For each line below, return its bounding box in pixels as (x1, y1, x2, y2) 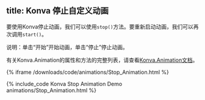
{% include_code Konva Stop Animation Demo (6, 80, 123, 87)
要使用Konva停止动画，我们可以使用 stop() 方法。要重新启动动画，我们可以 (6, 23, 193, 30)
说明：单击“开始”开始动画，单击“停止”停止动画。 (6, 43, 128, 50)
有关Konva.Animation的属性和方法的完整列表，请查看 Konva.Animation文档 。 (6, 56, 198, 64)
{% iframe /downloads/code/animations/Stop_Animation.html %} (6, 68, 169, 76)
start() (22, 32, 42, 38)
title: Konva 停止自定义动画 (6, 5, 109, 16)
